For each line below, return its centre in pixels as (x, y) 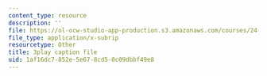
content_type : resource (48, 15)
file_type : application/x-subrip (64, 38)
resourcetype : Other (43, 45)
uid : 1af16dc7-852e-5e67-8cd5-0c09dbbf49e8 (81, 60)
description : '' (35, 23)
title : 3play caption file (53, 52)
